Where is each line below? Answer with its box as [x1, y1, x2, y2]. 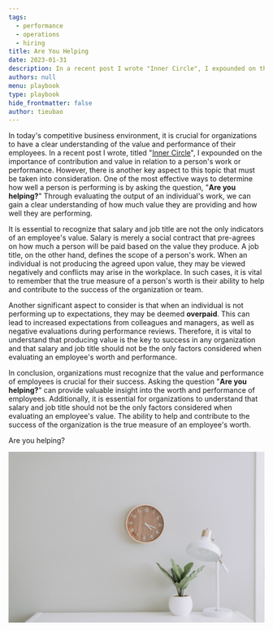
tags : [8, 13, 27, 21]
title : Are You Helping [8, 47, 89, 56]
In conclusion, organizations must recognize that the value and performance [8, 368, 264, 378]
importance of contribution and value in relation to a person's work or [8, 157, 241, 167]
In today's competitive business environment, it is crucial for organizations [8, 131, 258, 141]
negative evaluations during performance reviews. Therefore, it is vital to [8, 326, 252, 337]
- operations [15, 30, 60, 38]
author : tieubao [8, 107, 63, 115]
